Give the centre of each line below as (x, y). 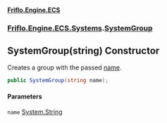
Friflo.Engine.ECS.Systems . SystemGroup (80, 28)
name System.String (35, 112)
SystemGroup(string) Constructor (83, 50)
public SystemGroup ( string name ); (58, 81)
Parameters (25, 96)
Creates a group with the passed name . (64, 67)
